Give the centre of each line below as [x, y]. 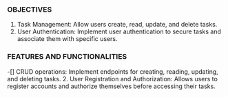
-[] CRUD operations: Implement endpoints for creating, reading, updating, [113, 71]
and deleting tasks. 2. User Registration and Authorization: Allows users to [113, 79]
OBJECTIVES [30, 10]
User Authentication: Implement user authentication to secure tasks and [119, 31]
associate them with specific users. [68, 39]
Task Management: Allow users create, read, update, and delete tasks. [117, 25]
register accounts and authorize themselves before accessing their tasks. [111, 86]
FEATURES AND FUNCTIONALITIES [67, 57]
